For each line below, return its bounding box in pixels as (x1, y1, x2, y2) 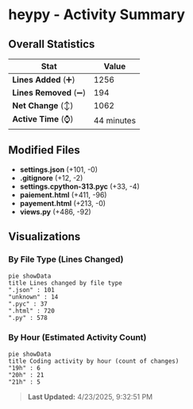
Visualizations (8, 230, 81, 243)
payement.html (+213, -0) (19, 198, 106, 208)
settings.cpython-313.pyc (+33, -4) (19, 181, 141, 191)
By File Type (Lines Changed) (8, 254, 124, 265)
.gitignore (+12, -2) (19, 173, 83, 182)
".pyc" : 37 (8, 300, 48, 308)
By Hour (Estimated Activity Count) (8, 332, 147, 343)
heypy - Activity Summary (8, 6, 185, 24)
